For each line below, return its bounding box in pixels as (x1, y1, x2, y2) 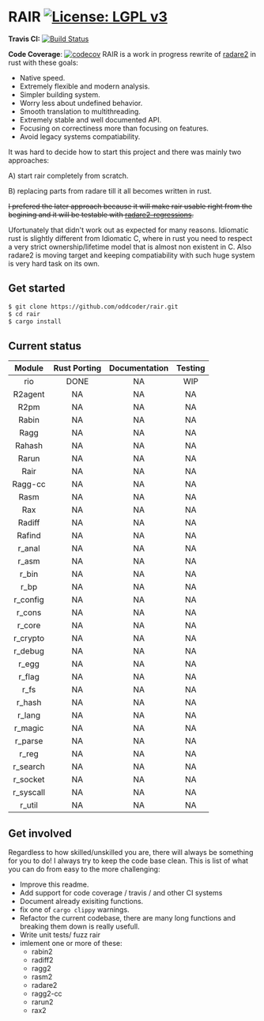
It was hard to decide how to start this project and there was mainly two (8, 147, 242, 156)
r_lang (17, 710, 41, 721)
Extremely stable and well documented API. (19, 115, 162, 124)
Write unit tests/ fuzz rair (19, 930, 101, 940)
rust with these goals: (8, 58, 79, 67)
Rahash (14, 440, 43, 451)
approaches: (8, 155, 50, 165)
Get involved (8, 827, 73, 840)
